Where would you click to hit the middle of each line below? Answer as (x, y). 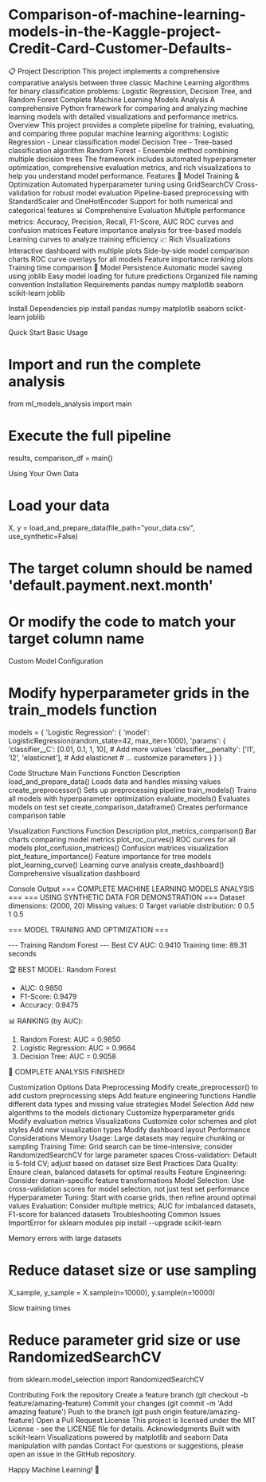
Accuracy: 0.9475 (49, 1005)
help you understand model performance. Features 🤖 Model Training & (124, 175)
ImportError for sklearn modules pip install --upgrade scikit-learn (115, 1223)
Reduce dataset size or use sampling (133, 1271)
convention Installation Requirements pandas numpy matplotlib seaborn (126, 284)
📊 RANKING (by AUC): (46, 1021)
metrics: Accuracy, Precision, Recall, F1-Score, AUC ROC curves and (121, 222)
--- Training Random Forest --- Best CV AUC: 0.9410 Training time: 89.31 (128, 945)
